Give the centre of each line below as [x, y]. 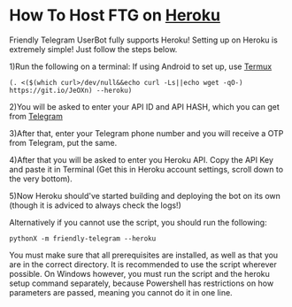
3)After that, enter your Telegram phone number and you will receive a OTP [146, 133]
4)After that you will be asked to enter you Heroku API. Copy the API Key [142, 159]
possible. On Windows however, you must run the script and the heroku [139, 273]
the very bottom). [41, 179]
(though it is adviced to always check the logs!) [95, 205]
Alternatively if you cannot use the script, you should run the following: [138, 222]
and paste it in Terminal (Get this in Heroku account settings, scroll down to [146, 169]
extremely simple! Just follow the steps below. [93, 49]
